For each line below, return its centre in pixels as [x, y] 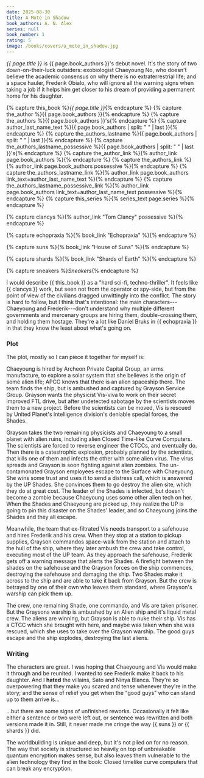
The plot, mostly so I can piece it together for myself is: [76, 357]
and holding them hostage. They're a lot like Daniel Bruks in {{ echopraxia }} [102, 321]
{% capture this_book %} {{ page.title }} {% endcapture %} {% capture [94, 107]
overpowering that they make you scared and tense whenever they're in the [101, 686]
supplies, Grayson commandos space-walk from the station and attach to [98, 542]
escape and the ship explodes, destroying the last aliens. [78, 638]
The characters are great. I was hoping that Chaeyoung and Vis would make [102, 667]
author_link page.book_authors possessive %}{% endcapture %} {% [101, 166]
